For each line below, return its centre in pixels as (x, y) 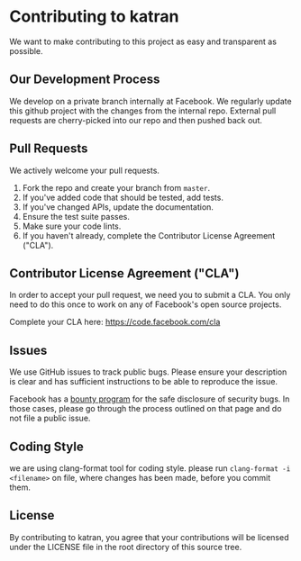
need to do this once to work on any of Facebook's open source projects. (146, 304)
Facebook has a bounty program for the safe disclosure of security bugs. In (150, 399)
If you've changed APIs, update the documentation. (118, 207)
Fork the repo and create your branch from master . (116, 187)
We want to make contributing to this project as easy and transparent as (143, 41)
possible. (26, 50)
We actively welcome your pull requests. (85, 170)
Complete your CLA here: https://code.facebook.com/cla (115, 322)
